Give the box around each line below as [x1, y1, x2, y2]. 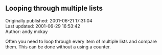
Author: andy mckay [5, 28, 48, 35]
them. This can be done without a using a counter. [5, 43, 111, 50]
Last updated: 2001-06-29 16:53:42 [5, 23, 81, 29]
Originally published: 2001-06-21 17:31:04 [5, 17, 93, 23]
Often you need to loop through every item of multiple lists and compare [5, 38, 157, 44]
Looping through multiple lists [5, 4, 103, 13]
